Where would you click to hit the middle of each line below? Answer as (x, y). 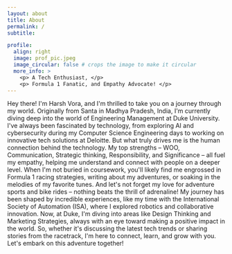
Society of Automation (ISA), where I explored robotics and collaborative (110, 207)
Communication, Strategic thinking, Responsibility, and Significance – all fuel (116, 155)
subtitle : (21, 33)
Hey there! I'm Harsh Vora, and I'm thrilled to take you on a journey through (114, 104)
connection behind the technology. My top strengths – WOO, (93, 148)
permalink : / (26, 26)
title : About (26, 20)
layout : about (28, 13)
